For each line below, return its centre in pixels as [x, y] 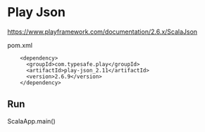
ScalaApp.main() [32, 121]
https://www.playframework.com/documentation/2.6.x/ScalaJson [103, 32]
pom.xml [20, 45]
